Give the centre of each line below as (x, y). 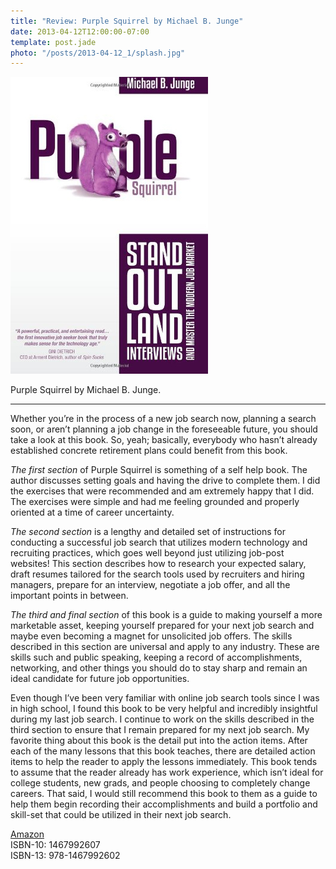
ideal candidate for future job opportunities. (100, 679)
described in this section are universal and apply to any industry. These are (165, 647)
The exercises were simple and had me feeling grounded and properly (155, 502)
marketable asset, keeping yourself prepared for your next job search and (162, 626)
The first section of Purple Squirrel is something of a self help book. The (159, 470)
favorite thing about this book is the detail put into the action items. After (159, 741)
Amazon (27, 834)
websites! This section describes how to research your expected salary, (158, 564)
